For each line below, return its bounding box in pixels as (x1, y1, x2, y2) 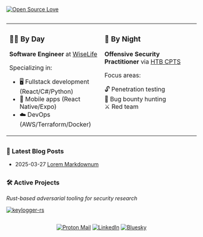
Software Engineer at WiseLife (9, 50, 98, 59)
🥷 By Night (105, 34, 141, 44)
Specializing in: (9, 63, 53, 72)
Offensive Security (105, 50, 160, 59)
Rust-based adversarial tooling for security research (6, 194, 138, 202)
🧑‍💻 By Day (9, 34, 45, 44)
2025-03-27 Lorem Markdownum (14, 161, 99, 168)
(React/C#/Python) (19, 88, 74, 96)
